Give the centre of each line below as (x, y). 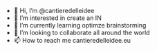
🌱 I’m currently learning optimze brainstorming (80, 25)
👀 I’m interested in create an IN (57, 18)
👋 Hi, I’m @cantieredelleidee (54, 11)
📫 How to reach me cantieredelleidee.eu (72, 40)
